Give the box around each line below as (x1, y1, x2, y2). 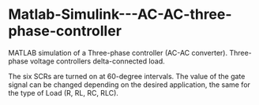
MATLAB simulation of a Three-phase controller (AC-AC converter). (8, 48, 227, 57)
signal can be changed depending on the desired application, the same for (8, 80, 251, 89)
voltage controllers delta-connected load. (30, 56, 166, 66)
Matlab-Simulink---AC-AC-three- (8, 5, 232, 24)
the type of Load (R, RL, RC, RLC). (8, 88, 118, 97)
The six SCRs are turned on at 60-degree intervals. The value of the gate (8, 71, 246, 81)
